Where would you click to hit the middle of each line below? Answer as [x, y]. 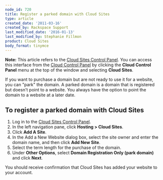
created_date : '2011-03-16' [34, 23]
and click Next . [27, 158]
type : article [19, 18]
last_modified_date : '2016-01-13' [40, 32]
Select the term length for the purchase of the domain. [67, 148]
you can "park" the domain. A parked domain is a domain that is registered [80, 84]
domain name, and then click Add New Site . [56, 143]
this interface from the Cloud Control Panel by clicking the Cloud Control [78, 65]
